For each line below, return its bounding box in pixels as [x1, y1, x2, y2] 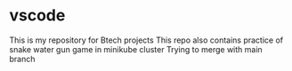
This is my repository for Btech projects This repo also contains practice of [9, 35, 283, 45]
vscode [9, 5, 66, 26]
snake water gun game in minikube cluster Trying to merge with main [9, 43, 263, 54]
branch [9, 53, 36, 64]
